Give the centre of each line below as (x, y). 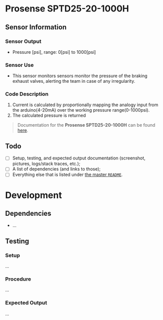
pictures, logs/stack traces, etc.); (46, 164)
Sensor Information (36, 27)
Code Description (27, 94)
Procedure (18, 279)
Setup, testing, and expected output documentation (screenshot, (79, 158)
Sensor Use (19, 65)
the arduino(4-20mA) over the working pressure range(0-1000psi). (81, 110)
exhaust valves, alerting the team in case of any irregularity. (74, 81)
